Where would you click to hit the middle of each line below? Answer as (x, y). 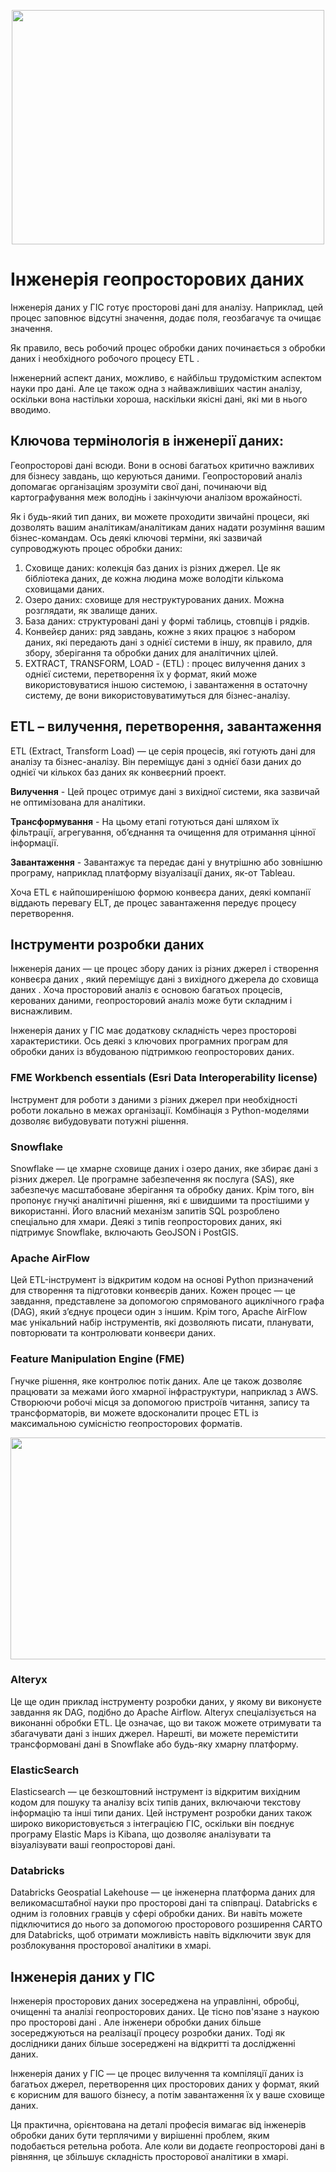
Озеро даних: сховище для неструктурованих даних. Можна (154, 599)
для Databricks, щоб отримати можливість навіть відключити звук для (161, 1935)
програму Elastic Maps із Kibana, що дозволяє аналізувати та (141, 1834)
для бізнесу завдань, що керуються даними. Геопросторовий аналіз (156, 476)
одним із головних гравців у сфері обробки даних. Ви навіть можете (156, 1914)
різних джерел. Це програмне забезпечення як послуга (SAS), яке (152, 1179)
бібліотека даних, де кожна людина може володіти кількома (154, 578)
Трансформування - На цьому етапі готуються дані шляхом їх (145, 821)
